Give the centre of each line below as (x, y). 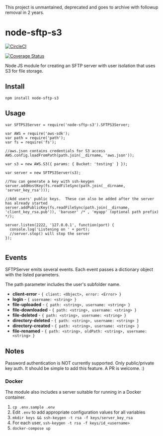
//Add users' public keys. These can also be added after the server (80, 199)
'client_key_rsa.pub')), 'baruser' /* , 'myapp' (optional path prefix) (82, 212)
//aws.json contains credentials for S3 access (55, 151)
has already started (27, 203)
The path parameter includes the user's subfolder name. (63, 284)
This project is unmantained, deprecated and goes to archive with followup (82, 7)
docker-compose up (31, 429)
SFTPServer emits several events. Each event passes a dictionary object (79, 270)
